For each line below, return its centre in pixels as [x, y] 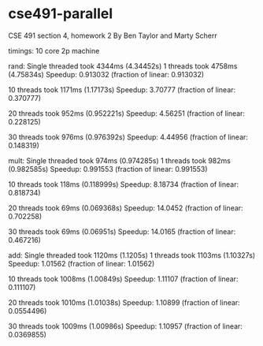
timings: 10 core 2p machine [54, 50]
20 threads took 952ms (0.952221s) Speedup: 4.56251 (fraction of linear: [127, 113]
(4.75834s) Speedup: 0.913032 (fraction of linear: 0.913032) [106, 74]
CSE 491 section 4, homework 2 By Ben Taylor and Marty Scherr [113, 35]
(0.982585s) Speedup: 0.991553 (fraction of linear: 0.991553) [108, 169]
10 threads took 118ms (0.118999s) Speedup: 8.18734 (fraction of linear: [123, 184]
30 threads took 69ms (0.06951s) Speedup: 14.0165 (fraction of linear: [122, 231]
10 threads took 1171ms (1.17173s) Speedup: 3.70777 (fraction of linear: [122, 89]
